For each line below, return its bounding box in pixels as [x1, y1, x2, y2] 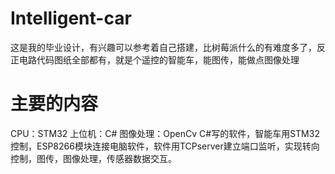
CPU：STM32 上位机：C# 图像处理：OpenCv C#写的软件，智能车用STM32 [10, 127, 320, 139]
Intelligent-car [10, 7, 132, 30]
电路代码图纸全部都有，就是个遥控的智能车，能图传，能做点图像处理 [18, 53, 300, 66]
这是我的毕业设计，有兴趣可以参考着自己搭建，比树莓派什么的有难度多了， [10, 41, 317, 53]
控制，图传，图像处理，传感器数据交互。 [10, 152, 177, 164]
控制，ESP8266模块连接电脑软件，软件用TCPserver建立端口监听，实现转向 [10, 140, 320, 152]
